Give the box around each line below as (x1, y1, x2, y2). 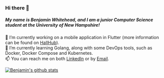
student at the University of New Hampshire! (5, 22, 100, 28)
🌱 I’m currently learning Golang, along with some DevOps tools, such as (5, 44, 153, 51)
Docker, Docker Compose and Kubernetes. (5, 50, 93, 56)
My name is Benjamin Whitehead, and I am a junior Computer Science (5, 17, 154, 23)
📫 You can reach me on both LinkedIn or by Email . (5, 55, 110, 61)
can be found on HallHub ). (5, 39, 60, 45)
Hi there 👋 (5, 4, 30, 11)
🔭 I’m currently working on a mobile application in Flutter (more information (5, 34, 160, 40)
